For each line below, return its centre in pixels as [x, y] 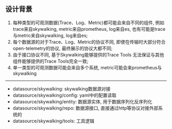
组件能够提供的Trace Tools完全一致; [50, 61]
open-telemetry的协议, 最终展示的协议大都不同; [62, 48]
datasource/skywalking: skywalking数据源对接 [62, 88]
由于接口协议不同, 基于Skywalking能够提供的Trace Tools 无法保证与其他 [88, 54]
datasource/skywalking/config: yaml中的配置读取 [64, 95]
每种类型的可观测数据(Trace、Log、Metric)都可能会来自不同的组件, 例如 [89, 23]
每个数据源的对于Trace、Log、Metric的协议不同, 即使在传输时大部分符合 [89, 42]
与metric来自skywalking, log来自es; [50, 35]
